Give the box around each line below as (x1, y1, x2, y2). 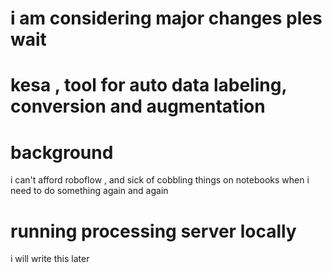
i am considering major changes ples (10, 7, 323, 30)
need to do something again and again (10, 185, 169, 197)
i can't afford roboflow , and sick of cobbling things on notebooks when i (10, 174, 310, 186)
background (10, 141, 114, 164)
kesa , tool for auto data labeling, (10, 74, 287, 97)
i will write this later (10, 253, 90, 265)
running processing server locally (10, 220, 297, 242)
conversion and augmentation (10, 95, 266, 118)
